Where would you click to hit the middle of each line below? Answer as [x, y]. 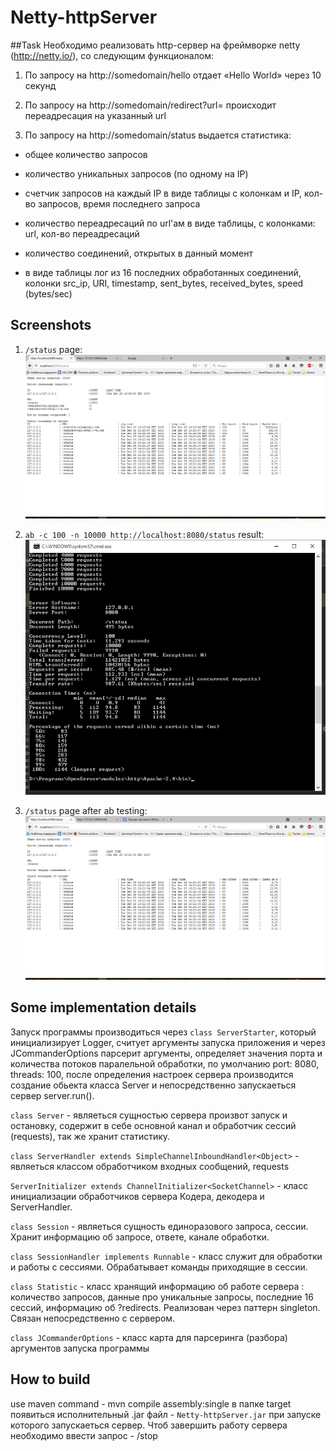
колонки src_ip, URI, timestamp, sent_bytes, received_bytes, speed [164, 283]
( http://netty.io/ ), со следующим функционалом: [112, 55]
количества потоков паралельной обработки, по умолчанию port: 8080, [165, 1063]
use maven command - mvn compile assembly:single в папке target [151, 1403]
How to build [50, 1379]
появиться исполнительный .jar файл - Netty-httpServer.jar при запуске [166, 1414]
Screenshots [51, 325]
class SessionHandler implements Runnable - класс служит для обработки [166, 1256]
